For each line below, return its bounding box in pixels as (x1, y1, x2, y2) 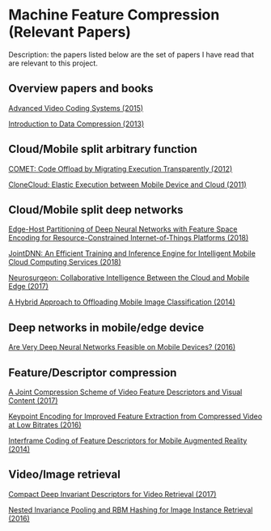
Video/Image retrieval (8, 468, 121, 482)
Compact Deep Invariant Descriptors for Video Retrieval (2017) (8, 489, 217, 499)
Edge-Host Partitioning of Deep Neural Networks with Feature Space (8, 224, 238, 234)
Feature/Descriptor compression (8, 366, 177, 380)
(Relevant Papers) (8, 23, 132, 41)
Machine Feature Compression (8, 6, 220, 24)
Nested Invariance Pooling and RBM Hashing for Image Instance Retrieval (8, 504, 253, 515)
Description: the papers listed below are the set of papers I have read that (8, 49, 255, 59)
